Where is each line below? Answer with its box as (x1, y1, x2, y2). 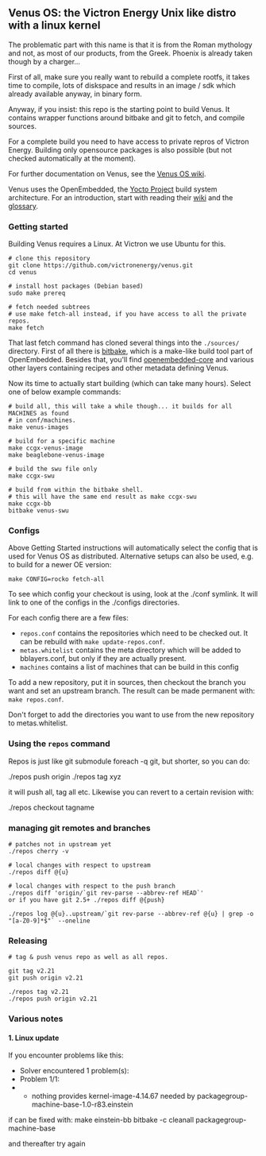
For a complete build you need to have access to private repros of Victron (8, 137, 249, 146)
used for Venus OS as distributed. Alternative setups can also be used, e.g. (8, 551, 254, 561)
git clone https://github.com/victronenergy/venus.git (8, 261, 194, 269)
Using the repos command (8, 738, 111, 749)
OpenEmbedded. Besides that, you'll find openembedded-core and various (8, 355, 254, 365)
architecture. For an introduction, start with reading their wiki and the (8, 192, 233, 202)
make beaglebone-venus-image (8, 451, 105, 459)
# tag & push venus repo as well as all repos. (8, 953, 169, 961)
